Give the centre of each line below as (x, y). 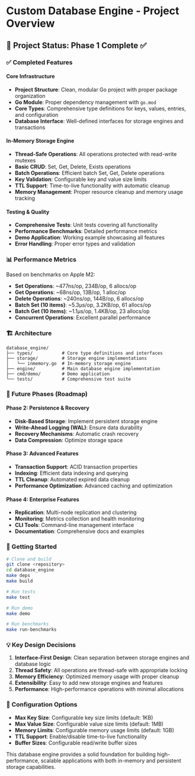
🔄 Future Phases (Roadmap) (47, 394)
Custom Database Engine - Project (93, 11)
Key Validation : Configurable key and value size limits (81, 179)
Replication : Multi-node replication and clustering (76, 512)
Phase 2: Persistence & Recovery (48, 408)
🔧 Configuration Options (42, 705)
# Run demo (20, 608)
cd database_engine (30, 570)
